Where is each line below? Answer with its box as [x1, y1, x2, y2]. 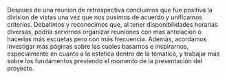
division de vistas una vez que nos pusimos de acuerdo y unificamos [7, 13, 203, 21]
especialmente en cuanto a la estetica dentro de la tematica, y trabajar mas [7, 49, 220, 58]
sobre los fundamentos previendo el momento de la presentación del [7, 57, 203, 65]
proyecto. [7, 65, 34, 72]
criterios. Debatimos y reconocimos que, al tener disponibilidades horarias [7, 21, 218, 28]
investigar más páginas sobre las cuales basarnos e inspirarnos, [7, 43, 189, 50]
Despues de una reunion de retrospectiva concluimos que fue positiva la [7, 6, 213, 14]
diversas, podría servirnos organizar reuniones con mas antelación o [7, 27, 202, 36]
